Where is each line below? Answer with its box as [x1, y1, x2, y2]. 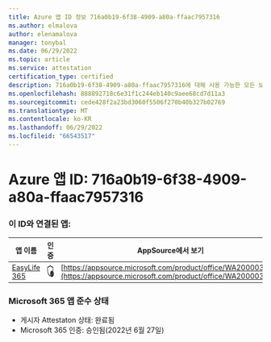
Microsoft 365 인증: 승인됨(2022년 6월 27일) [19, 325, 165, 335]
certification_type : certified [8, 73, 114, 81]
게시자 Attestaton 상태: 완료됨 [19, 315, 115, 324]
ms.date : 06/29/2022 [8, 47, 78, 56]
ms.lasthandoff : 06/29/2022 [8, 123, 103, 132]
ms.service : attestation [8, 65, 92, 73]
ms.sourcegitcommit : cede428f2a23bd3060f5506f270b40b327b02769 [8, 98, 226, 106]
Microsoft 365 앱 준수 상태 [8, 295, 109, 307]
